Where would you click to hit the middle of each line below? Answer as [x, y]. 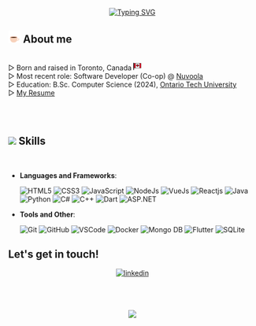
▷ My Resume [32, 93]
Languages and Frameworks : [68, 175]
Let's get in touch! [54, 255]
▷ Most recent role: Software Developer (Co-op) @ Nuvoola [106, 76]
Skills [32, 141]
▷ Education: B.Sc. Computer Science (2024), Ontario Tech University [122, 84]
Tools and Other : [47, 214]
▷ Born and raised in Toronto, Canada [70, 68]
